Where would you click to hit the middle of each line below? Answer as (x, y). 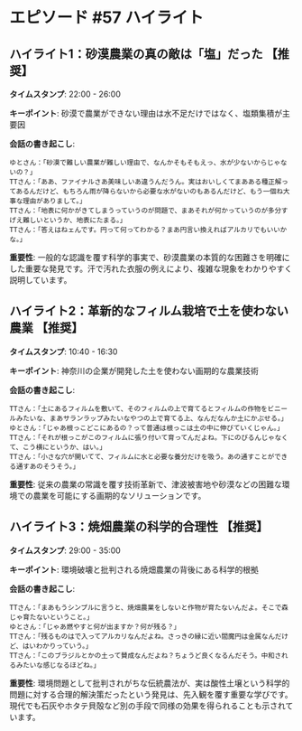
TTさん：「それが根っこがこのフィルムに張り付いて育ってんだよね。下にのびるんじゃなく (149, 437)
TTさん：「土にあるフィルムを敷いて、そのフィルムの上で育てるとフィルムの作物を (138, 408)
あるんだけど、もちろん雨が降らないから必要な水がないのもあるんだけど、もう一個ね (150, 192)
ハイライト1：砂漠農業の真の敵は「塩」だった (136, 54)
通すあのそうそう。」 (48, 466)
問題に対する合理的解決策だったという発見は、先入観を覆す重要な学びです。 (151, 694)
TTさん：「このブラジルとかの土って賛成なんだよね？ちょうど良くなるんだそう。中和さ (146, 655)
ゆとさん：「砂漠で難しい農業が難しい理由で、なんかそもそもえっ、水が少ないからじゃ (145, 163)
